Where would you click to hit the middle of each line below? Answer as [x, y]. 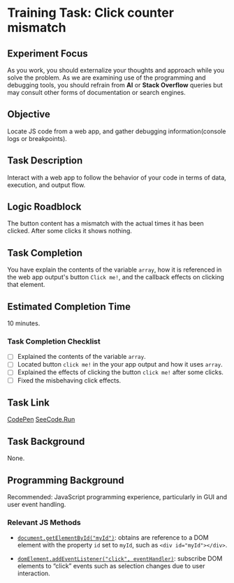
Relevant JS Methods [44, 522]
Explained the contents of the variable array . [81, 357]
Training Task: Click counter [91, 13]
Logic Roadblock [44, 207]
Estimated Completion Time [69, 306]
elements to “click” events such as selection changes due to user [111, 566]
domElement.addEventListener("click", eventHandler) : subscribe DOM [120, 559]
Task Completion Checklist [54, 341]
